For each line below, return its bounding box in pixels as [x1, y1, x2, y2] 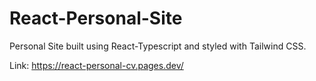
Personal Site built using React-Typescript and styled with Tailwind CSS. [9, 40, 307, 52]
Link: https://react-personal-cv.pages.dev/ [9, 59, 184, 71]
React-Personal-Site [9, 7, 183, 30]
